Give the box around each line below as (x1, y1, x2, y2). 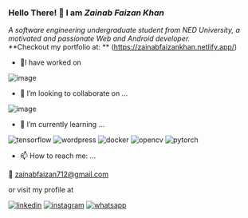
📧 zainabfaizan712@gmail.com (8, 169, 109, 179)
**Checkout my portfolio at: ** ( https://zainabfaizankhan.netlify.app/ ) (8, 42, 238, 52)
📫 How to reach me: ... (19, 151, 96, 161)
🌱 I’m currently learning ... (19, 120, 105, 129)
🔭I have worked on (19, 57, 82, 67)
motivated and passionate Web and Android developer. (8, 34, 191, 43)
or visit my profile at (8, 185, 74, 195)
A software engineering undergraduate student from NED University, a (8, 26, 241, 35)
